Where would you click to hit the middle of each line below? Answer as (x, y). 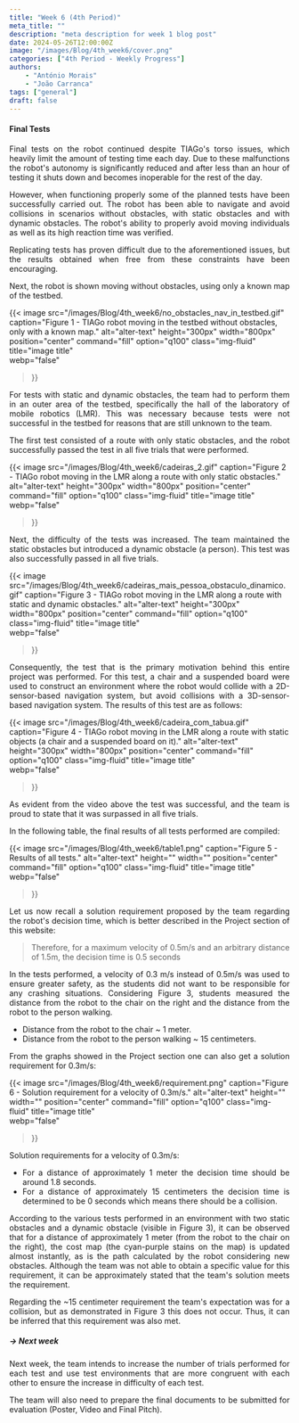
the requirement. (40, 1284)
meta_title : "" (37, 26)
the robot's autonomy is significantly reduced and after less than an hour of (149, 168)
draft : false (33, 100)
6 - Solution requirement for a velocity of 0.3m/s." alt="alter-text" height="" (148, 1092)
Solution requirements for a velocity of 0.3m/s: (94, 1155)
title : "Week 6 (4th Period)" (65, 17)
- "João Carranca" (59, 84)
